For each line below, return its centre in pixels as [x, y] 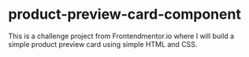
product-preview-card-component [125, 14]
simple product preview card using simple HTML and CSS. [103, 44]
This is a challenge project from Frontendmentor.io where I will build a [121, 36]
